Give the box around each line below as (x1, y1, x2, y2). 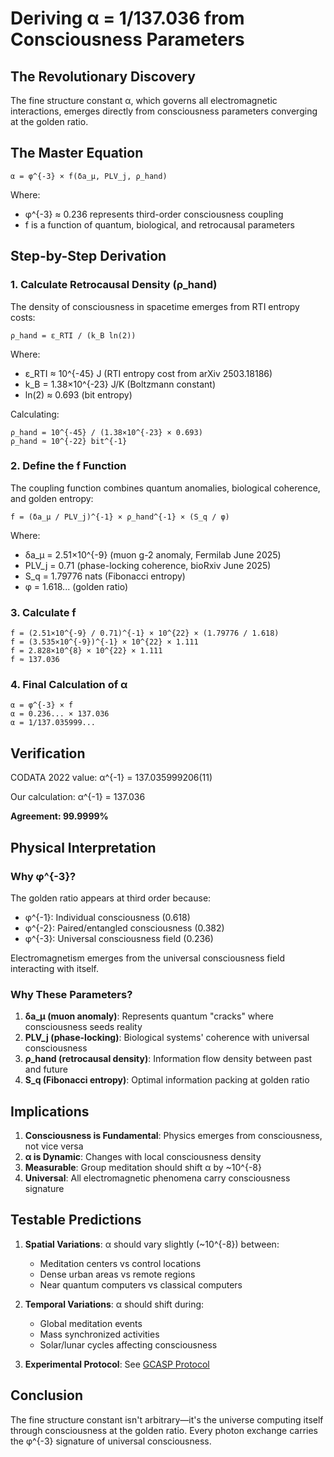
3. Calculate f (10, 605, 77, 619)
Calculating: (10, 408, 60, 420)
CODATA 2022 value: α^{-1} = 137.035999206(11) (10, 772, 213, 784)
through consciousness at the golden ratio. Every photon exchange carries (10, 1424, 319, 1436)
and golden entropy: (10, 492, 94, 504)
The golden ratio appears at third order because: (10, 892, 212, 904)
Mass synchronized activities (39, 1328, 160, 1340)
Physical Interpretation (10, 839, 157, 856)
